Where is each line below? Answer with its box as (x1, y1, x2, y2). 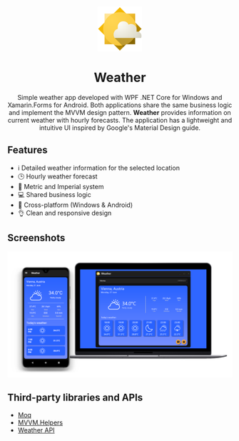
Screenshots (7, 232, 66, 244)
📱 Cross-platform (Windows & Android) (17, 201, 133, 209)
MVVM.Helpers (17, 418, 63, 427)
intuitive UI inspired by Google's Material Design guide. (39, 123, 201, 132)
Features (7, 144, 48, 156)
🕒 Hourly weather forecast (17, 172, 98, 181)
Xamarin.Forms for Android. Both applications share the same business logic (7, 101, 233, 109)
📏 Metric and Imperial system (17, 182, 104, 191)
